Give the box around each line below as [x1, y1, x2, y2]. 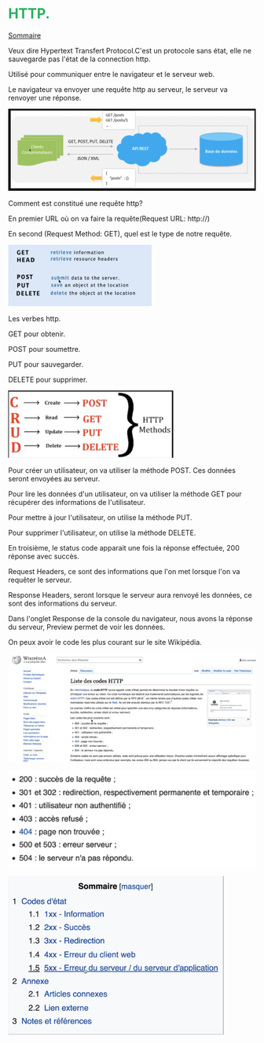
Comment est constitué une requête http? [8, 198, 143, 208]
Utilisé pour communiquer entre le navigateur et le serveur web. [8, 69, 214, 79]
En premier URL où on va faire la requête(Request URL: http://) [8, 214, 211, 223]
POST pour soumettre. [8, 344, 81, 353]
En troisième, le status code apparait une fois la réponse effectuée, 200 [8, 543, 240, 552]
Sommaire [8, 31, 42, 40]
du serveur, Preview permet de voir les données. [8, 622, 166, 631]
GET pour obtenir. [8, 329, 65, 339]
